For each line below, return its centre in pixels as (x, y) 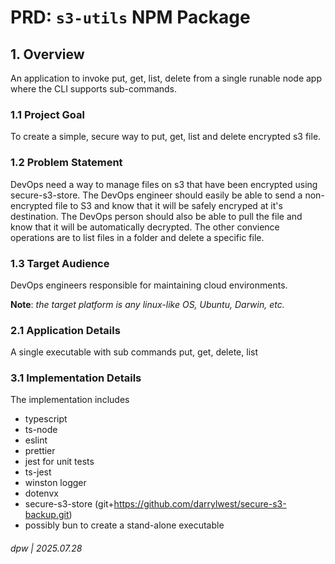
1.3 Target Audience (60, 263)
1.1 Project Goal (47, 114)
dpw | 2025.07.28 (46, 548)
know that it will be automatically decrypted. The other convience (145, 227)
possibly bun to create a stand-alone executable (124, 525)
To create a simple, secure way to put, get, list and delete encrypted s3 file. (166, 137)
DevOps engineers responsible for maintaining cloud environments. (149, 285)
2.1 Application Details (65, 330)
